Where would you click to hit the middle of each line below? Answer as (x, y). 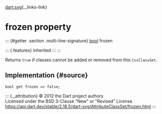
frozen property (38, 27)
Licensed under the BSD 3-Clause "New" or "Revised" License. (69, 101)
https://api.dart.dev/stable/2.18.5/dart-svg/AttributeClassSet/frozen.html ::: (81, 106)
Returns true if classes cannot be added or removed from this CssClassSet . (81, 60)
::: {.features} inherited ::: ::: (33, 50)
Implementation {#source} (47, 75)
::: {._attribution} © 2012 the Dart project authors (54, 96)
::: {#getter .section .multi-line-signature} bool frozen (59, 40)
